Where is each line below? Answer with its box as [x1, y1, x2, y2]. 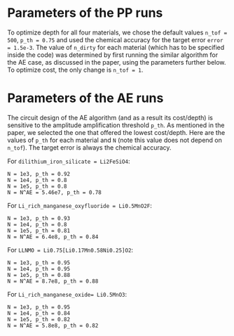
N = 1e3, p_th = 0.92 [7, 170, 71, 177]
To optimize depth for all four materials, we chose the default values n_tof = [7, 28, 228, 37]
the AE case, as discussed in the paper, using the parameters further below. [7, 58, 226, 66]
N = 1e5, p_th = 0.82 [7, 316, 71, 323]
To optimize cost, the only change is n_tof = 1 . [7, 65, 144, 74]
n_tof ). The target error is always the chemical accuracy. [7, 143, 172, 152]
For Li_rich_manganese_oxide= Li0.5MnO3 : [7, 290, 128, 298]
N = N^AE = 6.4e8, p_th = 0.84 [7, 233, 99, 240]
